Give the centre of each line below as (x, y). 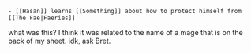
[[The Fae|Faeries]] (42, 18)
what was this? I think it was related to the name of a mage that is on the (126, 32)
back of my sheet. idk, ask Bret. (60, 41)
